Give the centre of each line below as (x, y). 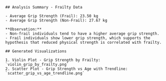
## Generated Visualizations (36, 51)
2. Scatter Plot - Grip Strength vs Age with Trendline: (67, 69)
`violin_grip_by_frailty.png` (37, 64)
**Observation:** (24, 29)
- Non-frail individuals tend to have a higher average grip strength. (82, 34)
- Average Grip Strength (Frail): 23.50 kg (52, 16)
